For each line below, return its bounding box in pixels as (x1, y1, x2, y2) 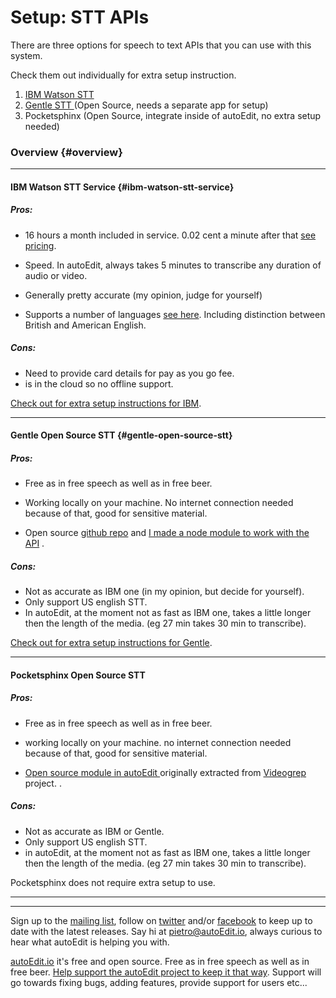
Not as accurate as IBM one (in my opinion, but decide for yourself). (24, 586, 305, 598)
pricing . (24, 239, 57, 251)
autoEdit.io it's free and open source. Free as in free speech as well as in (10, 955, 310, 967)
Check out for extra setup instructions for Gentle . (10, 637, 213, 649)
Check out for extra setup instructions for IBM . (10, 397, 202, 409)
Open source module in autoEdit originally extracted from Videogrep (24, 766, 307, 778)
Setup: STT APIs (10, 6, 150, 29)
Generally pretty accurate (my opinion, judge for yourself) (24, 289, 263, 301)
